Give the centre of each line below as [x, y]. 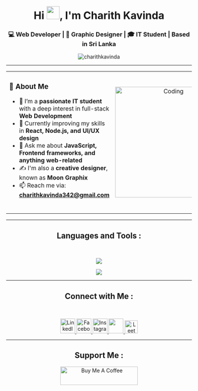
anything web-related [51, 161]
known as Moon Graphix [54, 178]
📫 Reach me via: [42, 185]
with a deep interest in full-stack [64, 109]
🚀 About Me [29, 86]
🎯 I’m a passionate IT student [60, 102]
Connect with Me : [99, 296]
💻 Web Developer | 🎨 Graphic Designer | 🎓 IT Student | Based [99, 34]
